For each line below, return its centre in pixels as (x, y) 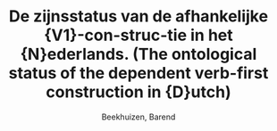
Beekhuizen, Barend (138, 117)
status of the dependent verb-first (138, 74)
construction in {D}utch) (138, 92)
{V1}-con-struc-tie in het (138, 35)
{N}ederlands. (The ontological (138, 54)
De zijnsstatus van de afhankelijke (138, 16)
